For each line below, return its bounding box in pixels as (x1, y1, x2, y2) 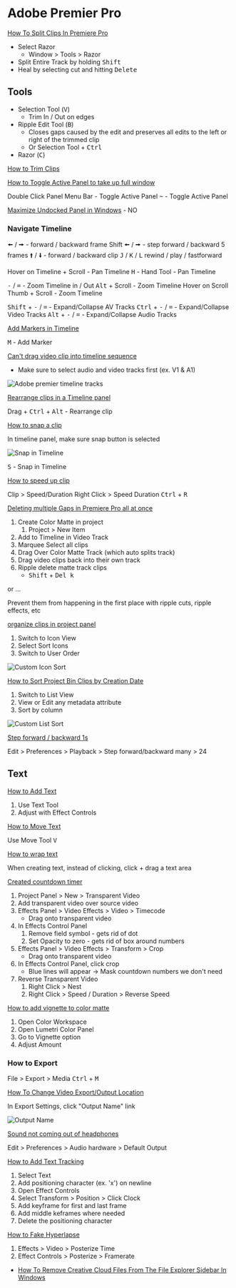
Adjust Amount (17, 1040, 62, 1049)
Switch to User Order (17, 649, 80, 658)
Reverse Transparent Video (17, 975, 98, 983)
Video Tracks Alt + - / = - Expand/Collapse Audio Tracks (7, 311, 177, 319)
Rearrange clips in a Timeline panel (7, 393, 111, 402)
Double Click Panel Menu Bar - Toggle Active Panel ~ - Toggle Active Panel (7, 191, 228, 201)
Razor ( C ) (17, 150, 46, 159)
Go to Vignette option (17, 1032, 81, 1041)
